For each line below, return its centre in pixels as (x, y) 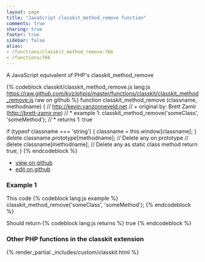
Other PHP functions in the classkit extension (75, 239)
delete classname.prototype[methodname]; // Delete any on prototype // (97, 138)
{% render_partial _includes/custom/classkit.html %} (73, 252)
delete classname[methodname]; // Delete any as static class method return (102, 144)
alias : (15, 47)
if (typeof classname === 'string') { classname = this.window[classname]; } (102, 131)
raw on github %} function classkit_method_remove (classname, (116, 100)
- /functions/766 (28, 58)
